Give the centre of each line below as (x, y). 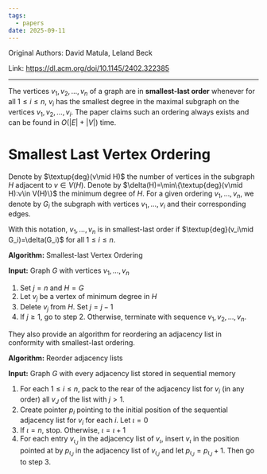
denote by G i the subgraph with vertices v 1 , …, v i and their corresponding (127, 205)
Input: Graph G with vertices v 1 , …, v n (69, 271)
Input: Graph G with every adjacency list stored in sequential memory (122, 374)
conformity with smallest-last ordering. (72, 343)
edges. (19, 214)
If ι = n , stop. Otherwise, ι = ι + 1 (73, 430)
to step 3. (35, 461)
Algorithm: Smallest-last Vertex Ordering (75, 255)
